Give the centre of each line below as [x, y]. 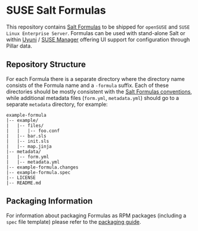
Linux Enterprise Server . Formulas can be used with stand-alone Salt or [96, 33]
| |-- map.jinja [29, 146]
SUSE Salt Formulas [56, 10]
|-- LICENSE [21, 177]
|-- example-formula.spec [38, 172]
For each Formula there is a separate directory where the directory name [95, 79]
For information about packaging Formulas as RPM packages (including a [96, 216]
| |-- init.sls [28, 141]
